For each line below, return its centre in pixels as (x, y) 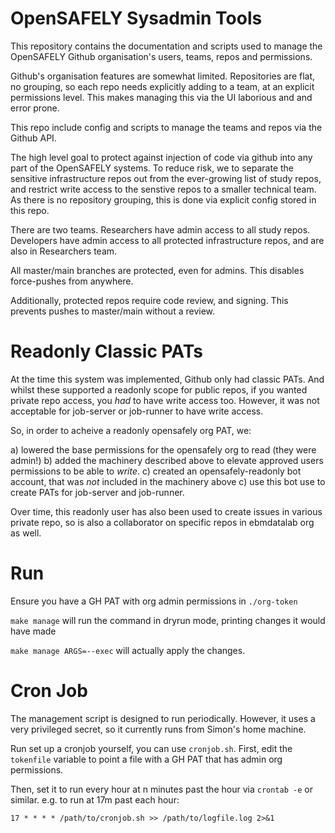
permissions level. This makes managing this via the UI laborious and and (161, 97)
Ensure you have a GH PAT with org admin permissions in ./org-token (154, 601)
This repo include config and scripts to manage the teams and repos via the (166, 127)
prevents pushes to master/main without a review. (113, 311)
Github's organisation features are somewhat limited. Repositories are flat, (163, 76)
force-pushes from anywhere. (72, 281)
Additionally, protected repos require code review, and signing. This (149, 300)
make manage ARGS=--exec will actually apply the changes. (128, 650)
